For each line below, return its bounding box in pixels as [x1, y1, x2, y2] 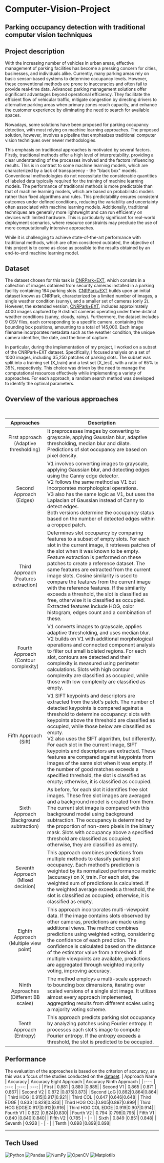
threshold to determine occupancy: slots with [47, 711, 151, 718]
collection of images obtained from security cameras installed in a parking [5, 283, 155, 289]
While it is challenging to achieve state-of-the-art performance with [5, 234, 141, 241]
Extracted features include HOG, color [47, 603, 135, 610]
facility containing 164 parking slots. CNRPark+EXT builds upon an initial [5, 288, 150, 294]
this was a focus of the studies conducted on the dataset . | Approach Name [5, 1073, 158, 1079]
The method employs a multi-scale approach [47, 975, 151, 982]
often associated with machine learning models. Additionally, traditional [5, 204, 149, 210]
